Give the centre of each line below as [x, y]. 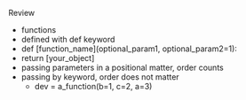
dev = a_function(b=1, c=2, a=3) [93, 86]
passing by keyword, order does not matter [100, 77]
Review [22, 13]
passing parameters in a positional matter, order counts [122, 67]
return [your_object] [58, 58]
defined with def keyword [68, 39]
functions [39, 30]
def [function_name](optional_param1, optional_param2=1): [129, 49]
